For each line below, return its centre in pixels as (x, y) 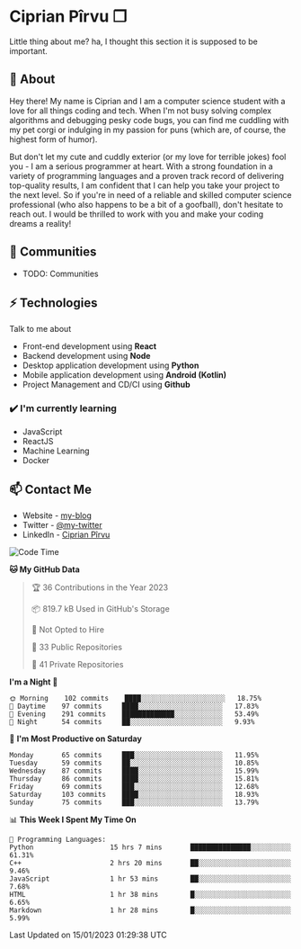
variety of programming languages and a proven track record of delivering (147, 175)
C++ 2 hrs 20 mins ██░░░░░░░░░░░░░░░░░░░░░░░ (150, 864)
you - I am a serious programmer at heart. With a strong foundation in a (142, 166)
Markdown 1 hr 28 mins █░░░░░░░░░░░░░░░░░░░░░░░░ (150, 910)
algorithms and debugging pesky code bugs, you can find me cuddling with (149, 120)
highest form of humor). (53, 139)
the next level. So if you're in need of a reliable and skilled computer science (150, 194)
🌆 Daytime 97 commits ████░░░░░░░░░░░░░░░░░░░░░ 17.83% (134, 707)
